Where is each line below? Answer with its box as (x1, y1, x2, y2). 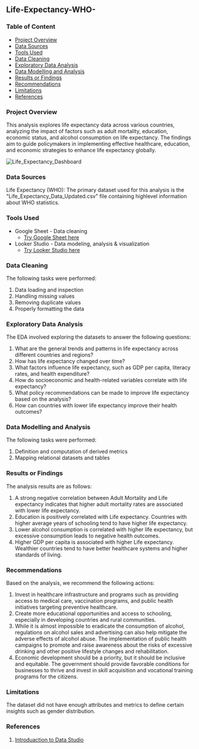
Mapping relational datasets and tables (14, 454, 110, 461)
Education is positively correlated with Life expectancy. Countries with (14, 513, 187, 520)
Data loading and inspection (14, 286, 84, 293)
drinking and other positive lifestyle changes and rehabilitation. (14, 648, 169, 655)
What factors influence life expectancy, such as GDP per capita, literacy (14, 364, 191, 371)
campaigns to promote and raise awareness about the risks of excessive (14, 641, 192, 649)
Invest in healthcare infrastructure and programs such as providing (14, 591, 179, 598)
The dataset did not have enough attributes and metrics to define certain (6, 701, 184, 709)
